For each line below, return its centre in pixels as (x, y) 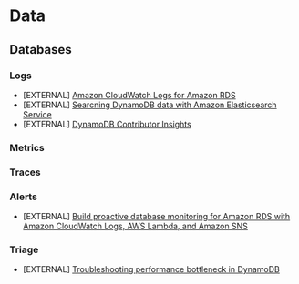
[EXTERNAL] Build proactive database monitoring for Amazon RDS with (156, 217)
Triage (24, 249)
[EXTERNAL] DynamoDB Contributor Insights (107, 124)
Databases (41, 50)
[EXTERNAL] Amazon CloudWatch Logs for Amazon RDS (129, 95)
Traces (25, 172)
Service (37, 114)
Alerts (24, 197)
